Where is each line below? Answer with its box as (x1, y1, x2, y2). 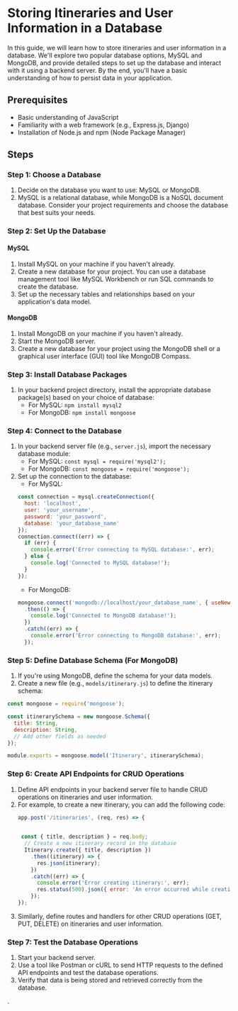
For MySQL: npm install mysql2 (28, 401, 122, 409)
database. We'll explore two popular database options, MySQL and (7, 51, 203, 60)
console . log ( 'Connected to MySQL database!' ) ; (30, 559, 171, 566)
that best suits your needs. (17, 208, 96, 217)
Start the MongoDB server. (17, 337, 96, 345)
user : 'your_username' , (24, 507, 94, 514)
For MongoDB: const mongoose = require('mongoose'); (28, 464, 190, 473)
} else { (24, 553, 50, 560)
